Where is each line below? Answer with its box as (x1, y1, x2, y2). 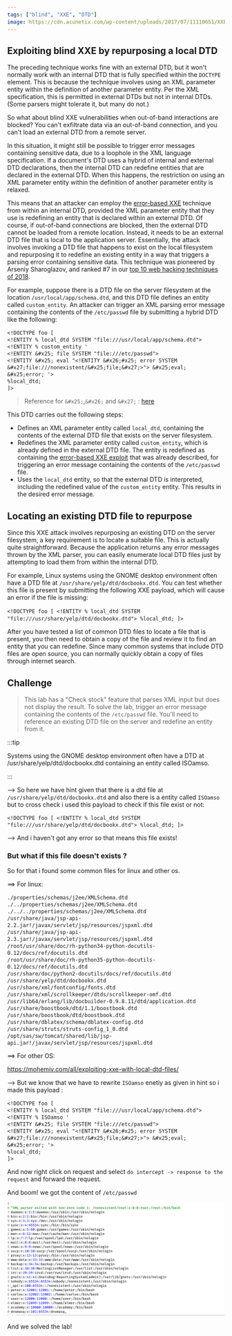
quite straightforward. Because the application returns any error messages (7, 543, 220, 551)
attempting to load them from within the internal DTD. (7, 558, 159, 567)
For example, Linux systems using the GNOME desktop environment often (7, 571, 217, 580)
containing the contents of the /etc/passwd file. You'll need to (23, 710, 199, 718)
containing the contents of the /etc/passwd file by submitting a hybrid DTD (7, 308, 219, 316)
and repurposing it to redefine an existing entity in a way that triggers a (7, 250, 209, 259)
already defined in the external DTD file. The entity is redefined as (17, 446, 205, 455)
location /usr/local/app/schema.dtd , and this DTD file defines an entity (7, 293, 209, 302)
